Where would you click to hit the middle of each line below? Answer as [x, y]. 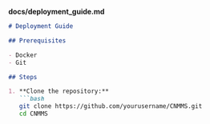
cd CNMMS [33, 114]
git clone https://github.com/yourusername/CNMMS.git [111, 106]
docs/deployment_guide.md [57, 12]
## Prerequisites [37, 40]
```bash [32, 99]
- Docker [23, 55]
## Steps [23, 77]
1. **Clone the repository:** [59, 91]
